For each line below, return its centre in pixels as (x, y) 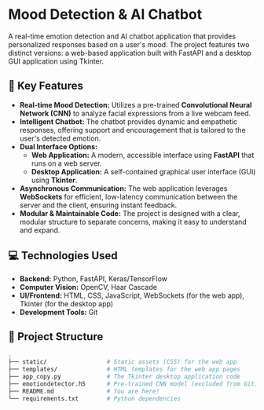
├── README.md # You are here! (84, 391)
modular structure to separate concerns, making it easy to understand (133, 221)
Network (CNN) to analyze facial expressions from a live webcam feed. (135, 113)
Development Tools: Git (59, 312)
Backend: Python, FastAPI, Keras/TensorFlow (93, 278)
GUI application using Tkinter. (56, 61)
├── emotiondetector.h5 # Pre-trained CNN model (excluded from (125, 384)
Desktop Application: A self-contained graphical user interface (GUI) (143, 171)
